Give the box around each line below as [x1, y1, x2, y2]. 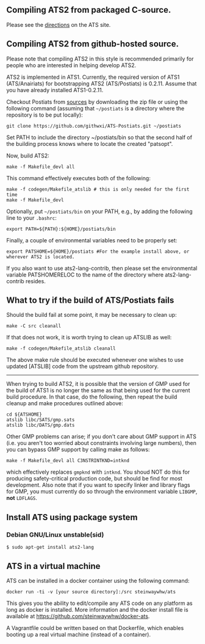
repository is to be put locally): [6, 111, 84, 118]
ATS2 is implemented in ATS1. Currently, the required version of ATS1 [6, 73, 180, 81]
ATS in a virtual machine [6, 561, 101, 571]
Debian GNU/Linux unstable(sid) [6, 530, 104, 539]
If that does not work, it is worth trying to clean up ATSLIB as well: [6, 334, 172, 341]
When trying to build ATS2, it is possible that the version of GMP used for [6, 380, 190, 388]
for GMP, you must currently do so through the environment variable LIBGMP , [6, 488, 198, 495]
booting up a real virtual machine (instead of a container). [6, 631, 151, 638]
